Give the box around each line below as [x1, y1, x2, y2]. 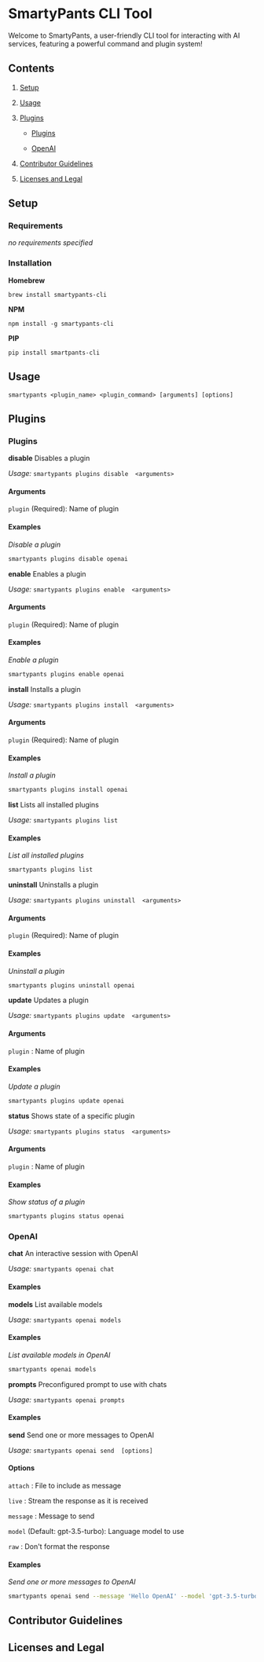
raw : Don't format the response [8, 1541, 110, 1551]
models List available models [8, 1299, 103, 1309]
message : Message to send [8, 1511, 95, 1521]
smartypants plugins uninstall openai [8, 981, 135, 990]
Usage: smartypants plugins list [8, 815, 118, 825]
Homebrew [8, 276, 46, 285]
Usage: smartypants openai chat [8, 1264, 115, 1273]
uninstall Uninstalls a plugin [8, 880, 99, 890]
